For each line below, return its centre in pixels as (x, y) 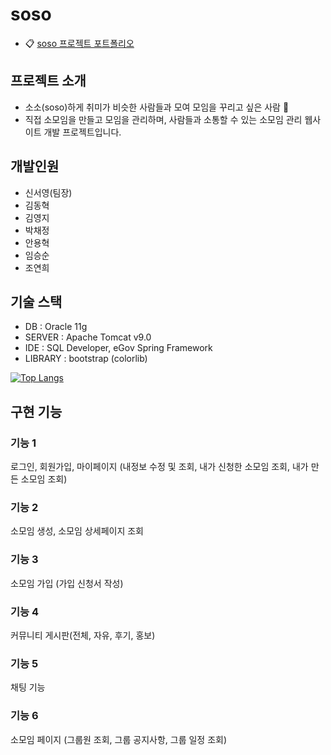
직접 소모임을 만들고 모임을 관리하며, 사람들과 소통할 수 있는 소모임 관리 (163, 119)
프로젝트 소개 (48, 81)
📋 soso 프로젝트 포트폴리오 (79, 43)
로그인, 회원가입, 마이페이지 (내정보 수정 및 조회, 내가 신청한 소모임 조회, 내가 (159, 467)
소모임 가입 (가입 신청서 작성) (67, 583)
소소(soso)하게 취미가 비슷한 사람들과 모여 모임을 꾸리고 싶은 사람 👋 (157, 107)
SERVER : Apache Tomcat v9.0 (88, 337)
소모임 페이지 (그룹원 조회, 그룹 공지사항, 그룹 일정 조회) (119, 739)
